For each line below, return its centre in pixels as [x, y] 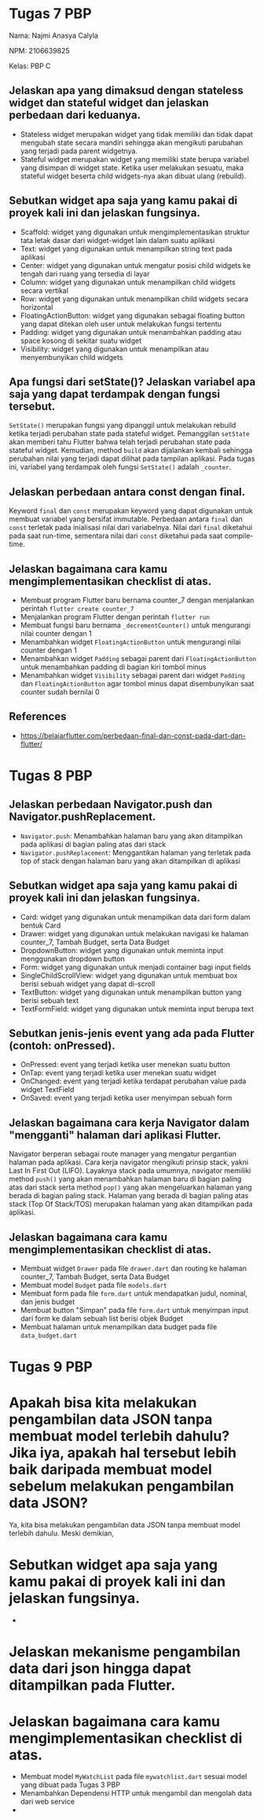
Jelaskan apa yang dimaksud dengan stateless [126, 91]
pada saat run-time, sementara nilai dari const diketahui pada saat [116, 536]
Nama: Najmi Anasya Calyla [54, 35]
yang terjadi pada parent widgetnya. [79, 151]
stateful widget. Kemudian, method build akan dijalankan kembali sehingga [131, 450]
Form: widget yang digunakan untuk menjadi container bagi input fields [136, 967]
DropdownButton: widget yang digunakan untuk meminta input [122, 950]
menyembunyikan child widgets [71, 357]
